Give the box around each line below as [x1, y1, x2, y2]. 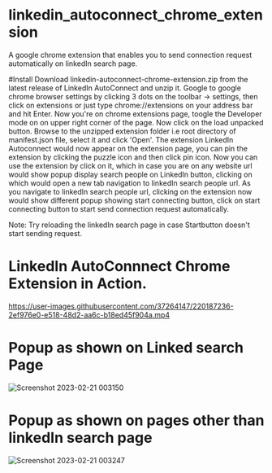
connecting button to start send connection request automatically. [8, 204, 230, 213]
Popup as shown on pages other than [8, 411, 265, 429]
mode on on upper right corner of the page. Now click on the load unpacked [8, 117, 264, 127]
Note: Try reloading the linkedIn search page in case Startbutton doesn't [8, 220, 250, 230]
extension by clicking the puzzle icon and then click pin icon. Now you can [8, 152, 258, 162]
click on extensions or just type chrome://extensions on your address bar [8, 100, 253, 110]
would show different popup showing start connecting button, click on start [8, 195, 261, 205]
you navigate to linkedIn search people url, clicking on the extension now [8, 186, 253, 196]
